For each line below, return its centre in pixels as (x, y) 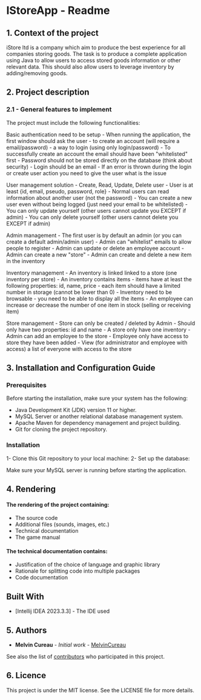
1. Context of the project (52, 33)
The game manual (38, 538)
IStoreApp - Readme (58, 11)
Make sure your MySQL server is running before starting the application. (96, 470)
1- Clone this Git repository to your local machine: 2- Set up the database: (98, 458)
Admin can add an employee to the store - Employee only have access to (97, 336)
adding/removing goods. (37, 73)
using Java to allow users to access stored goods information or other (94, 60)
